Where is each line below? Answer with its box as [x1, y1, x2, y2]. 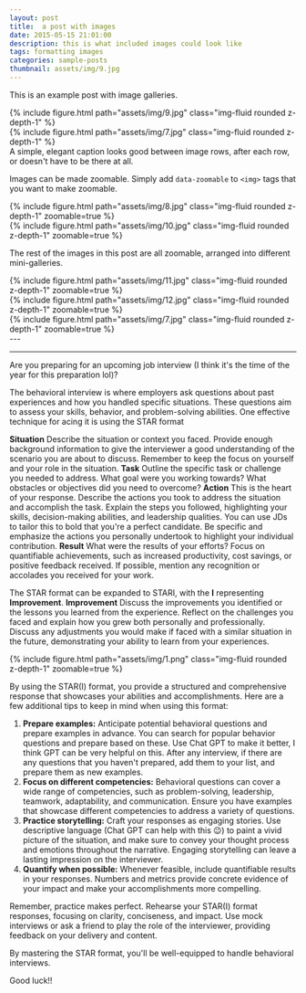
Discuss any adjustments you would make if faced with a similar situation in [9, 626, 292, 637]
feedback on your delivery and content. [9, 929, 158, 941]
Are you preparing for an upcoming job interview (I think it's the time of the [9, 359, 290, 370]
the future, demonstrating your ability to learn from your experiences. [9, 636, 270, 647]
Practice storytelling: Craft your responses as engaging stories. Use [22, 815, 281, 826]
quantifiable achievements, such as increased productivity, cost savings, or [9, 550, 292, 561]
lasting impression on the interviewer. [22, 853, 164, 864]
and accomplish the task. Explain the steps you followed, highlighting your [9, 502, 288, 512]
